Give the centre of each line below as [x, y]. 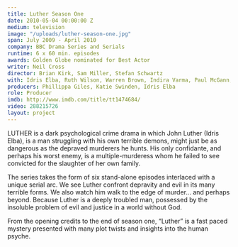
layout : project [31, 113]
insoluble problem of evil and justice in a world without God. [95, 207]
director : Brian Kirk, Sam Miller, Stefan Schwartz [85, 73]
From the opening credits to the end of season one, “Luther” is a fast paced [118, 221]
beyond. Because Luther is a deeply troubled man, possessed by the [107, 199]
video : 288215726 [33, 106]
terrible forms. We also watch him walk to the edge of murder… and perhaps [119, 192]
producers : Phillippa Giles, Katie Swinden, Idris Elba [91, 87]
